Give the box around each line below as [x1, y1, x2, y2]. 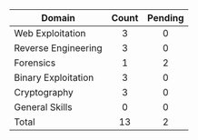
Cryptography [14, 86, 74, 98]
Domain [40, 12, 75, 24]
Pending [146, 12, 184, 24]
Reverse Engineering [14, 42, 103, 54]
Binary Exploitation [14, 72, 94, 84]
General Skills [14, 101, 73, 113]
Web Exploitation [14, 27, 86, 39]
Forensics [14, 56, 56, 69]
